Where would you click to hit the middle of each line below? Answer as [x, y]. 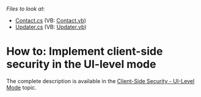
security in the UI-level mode [81, 65]
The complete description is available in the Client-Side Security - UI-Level [100, 81]
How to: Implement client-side [85, 52]
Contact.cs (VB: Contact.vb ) [51, 20]
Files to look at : [26, 9]
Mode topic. [21, 87]
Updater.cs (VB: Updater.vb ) [51, 27]
